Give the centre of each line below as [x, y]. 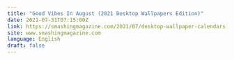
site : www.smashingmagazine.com [54, 33]
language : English [34, 39]
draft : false [26, 46]
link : [15, 26]
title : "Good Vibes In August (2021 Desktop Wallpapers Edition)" [106, 13]
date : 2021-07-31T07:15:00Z [48, 20]
